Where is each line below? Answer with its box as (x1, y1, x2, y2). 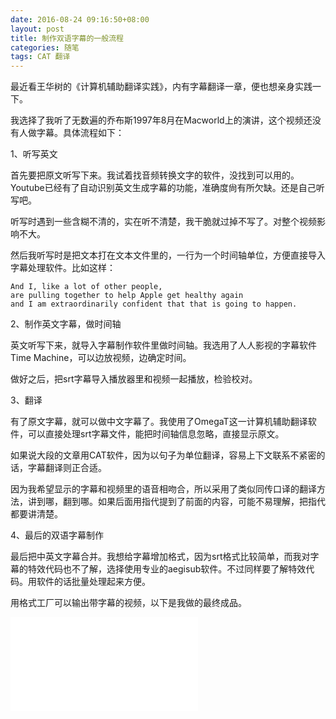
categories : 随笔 (10, 42, 80, 53)
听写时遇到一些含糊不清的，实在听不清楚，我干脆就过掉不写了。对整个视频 (10, 216, 317, 228)
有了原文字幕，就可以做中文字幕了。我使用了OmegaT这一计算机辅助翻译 (10, 416, 308, 428)
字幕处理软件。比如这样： (10, 262, 116, 274)
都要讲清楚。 (10, 508, 63, 520)
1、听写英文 (10, 148, 58, 160)
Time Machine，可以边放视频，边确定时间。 (10, 352, 192, 364)
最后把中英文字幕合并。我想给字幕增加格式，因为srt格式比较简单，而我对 (10, 551, 311, 563)
